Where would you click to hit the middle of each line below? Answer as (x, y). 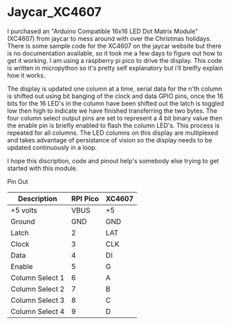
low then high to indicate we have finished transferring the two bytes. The (112, 111)
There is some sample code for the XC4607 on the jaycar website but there (114, 46)
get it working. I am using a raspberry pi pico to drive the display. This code (115, 60)
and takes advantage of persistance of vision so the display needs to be (110, 140)
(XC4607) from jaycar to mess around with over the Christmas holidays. (109, 38)
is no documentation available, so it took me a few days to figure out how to (115, 53)
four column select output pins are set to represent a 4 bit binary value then (115, 118)
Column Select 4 (38, 311)
